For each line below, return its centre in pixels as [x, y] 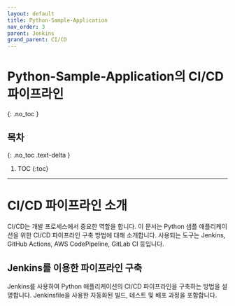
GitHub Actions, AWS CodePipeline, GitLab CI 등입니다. [86, 244]
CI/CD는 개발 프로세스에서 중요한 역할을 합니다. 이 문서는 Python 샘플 [102, 226]
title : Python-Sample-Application [58, 20]
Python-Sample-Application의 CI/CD [115, 77]
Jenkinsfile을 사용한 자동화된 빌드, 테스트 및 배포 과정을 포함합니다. [125, 295]
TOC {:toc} [33, 168]
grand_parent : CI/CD [37, 40]
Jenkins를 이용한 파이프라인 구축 [75, 268]
